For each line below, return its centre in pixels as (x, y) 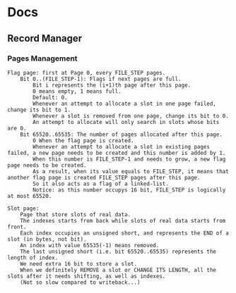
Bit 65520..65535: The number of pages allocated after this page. (121, 135)
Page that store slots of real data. (76, 214)
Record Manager (45, 38)
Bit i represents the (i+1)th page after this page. (112, 85)
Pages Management (42, 58)
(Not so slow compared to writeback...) (80, 282)
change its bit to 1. (39, 110)
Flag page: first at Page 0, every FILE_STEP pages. (87, 73)
